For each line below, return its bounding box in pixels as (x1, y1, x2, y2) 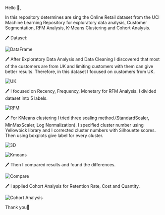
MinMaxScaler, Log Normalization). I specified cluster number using (5, 122, 144, 128)
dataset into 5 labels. (5, 95, 48, 101)
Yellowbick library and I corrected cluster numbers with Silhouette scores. (5, 127, 156, 133)
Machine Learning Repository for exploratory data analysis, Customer (5, 20, 147, 25)
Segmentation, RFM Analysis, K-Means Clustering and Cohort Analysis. (5, 25, 151, 31)
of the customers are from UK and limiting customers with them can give (5, 64, 154, 69)
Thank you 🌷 (5, 204, 30, 210)
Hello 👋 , (5, 5, 21, 10)
